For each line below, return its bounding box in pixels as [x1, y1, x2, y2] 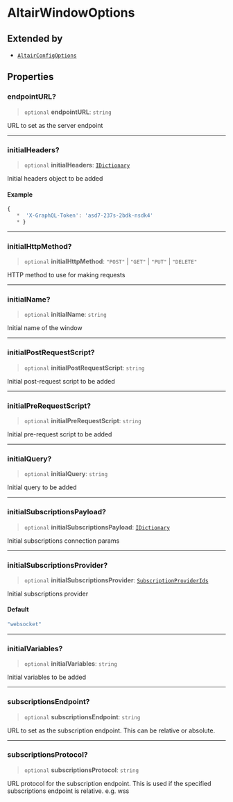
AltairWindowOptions [7, 5, 135, 21]
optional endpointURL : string [24, 108, 112, 116]
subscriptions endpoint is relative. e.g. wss [7, 787, 130, 795]
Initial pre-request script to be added [7, 430, 112, 439]
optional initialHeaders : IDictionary [24, 161, 130, 169]
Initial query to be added [7, 483, 78, 491]
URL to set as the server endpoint [7, 121, 103, 129]
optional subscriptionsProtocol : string [24, 766, 139, 774]
